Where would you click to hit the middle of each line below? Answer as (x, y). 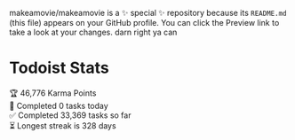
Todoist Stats (59, 68)
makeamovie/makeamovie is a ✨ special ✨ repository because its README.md (148, 13)
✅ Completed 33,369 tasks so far (70, 115)
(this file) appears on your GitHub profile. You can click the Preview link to (144, 23)
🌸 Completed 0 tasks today (59, 105)
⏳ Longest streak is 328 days (63, 125)
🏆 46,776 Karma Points (53, 93)
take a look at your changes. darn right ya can (93, 32)
